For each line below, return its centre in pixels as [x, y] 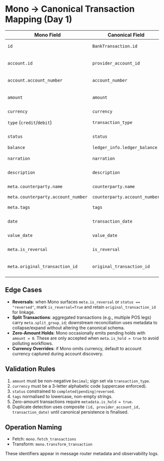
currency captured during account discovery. [58, 354]
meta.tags [19, 207]
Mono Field [47, 35]
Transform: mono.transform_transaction [52, 444]
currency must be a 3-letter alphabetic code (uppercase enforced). [80, 386]
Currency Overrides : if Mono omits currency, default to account [77, 348]
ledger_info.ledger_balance [125, 147]
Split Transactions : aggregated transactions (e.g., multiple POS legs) [82, 317]
